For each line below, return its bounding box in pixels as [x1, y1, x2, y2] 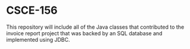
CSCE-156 [6, 4, 58, 17]
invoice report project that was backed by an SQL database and [6, 29, 163, 36]
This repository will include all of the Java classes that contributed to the [6, 23, 185, 30]
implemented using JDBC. [6, 36, 70, 43]
